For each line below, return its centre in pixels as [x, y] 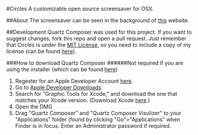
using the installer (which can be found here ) [62, 69]
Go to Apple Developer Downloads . [59, 87]
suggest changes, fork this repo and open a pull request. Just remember [96, 38]
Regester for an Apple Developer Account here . [74, 81]
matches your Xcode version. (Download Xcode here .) [82, 100]
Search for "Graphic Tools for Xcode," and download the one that [96, 94]
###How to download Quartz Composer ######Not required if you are [95, 63]
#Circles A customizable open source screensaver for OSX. [80, 9]
